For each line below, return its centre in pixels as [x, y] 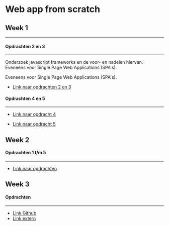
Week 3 [17, 184]
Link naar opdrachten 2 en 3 [42, 87]
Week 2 [17, 140]
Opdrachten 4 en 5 [25, 98]
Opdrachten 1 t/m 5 [26, 153]
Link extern [24, 218]
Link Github [24, 213]
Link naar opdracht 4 [34, 115]
